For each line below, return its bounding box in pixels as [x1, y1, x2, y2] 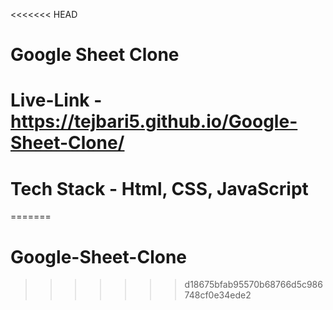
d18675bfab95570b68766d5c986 [184, 279, 323, 291]
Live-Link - [10, 89, 103, 112]
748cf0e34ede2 [184, 289, 252, 301]
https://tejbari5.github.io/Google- [10, 110, 298, 133]
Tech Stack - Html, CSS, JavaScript [10, 177, 309, 200]
